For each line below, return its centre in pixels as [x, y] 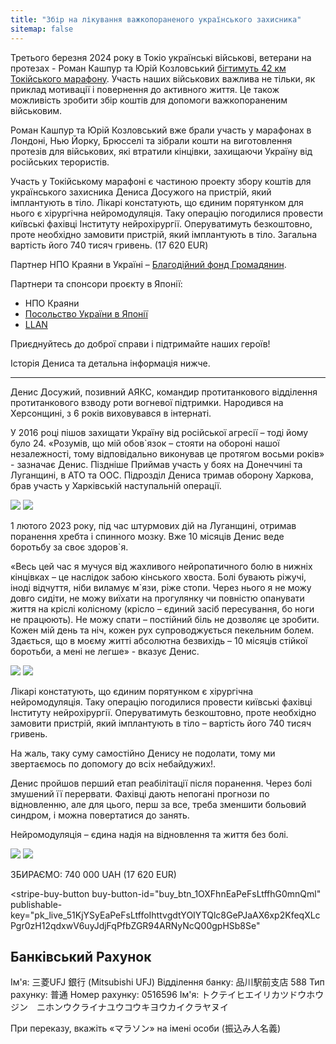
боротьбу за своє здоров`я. [69, 547]
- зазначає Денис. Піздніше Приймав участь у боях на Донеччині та [156, 464]
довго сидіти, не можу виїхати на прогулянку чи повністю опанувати [157, 598]
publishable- [36, 904]
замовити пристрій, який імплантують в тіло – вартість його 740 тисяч [161, 723]
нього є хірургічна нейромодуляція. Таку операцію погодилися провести [166, 213]
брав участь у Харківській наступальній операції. [116, 485]
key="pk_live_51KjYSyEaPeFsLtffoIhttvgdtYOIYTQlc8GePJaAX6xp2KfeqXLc [165, 915]
